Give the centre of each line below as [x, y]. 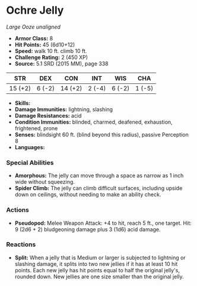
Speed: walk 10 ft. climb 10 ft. [51, 51]
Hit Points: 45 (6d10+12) [45, 45]
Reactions [21, 244]
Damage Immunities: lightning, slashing [64, 109]
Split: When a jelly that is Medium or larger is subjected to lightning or [100, 257]
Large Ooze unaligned [34, 27]
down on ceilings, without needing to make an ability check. [88, 194]
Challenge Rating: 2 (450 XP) [51, 57]
